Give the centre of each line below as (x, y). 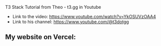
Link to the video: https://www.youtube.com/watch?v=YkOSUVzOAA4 (84, 16)
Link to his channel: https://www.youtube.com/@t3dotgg (71, 22)
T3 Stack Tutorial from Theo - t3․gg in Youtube (53, 7)
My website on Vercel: (41, 37)
